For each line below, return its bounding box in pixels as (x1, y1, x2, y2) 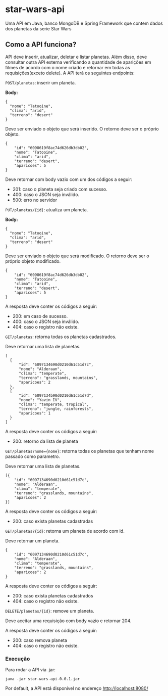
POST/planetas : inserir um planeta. (5, 79, 76, 85)
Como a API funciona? (5, 40, 77, 49)
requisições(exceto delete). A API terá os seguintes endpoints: (5, 70, 135, 76)
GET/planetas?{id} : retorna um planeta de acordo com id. (5, 528, 125, 534)
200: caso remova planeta (12, 637, 67, 643)
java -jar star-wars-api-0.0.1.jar (5, 676, 80, 682)
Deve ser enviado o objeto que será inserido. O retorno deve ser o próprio (5, 125, 159, 132)
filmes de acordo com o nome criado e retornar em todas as (5, 64, 130, 70)
